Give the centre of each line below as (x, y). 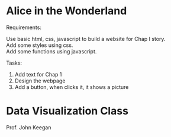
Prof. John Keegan (29, 127)
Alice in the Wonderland (67, 11)
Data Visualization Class (67, 111)
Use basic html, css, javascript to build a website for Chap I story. (86, 39)
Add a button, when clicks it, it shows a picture (72, 87)
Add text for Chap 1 (38, 74)
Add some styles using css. (40, 45)
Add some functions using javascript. (51, 51)
